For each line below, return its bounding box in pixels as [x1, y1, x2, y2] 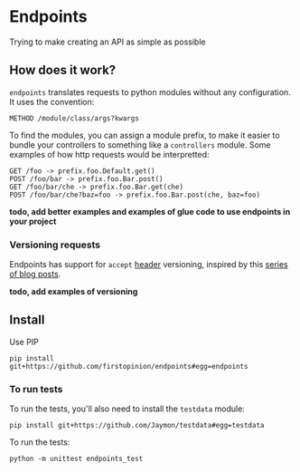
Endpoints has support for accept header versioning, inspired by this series [9, 259, 289, 270]
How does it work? [9, 63, 117, 78]
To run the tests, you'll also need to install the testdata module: [9, 403, 246, 414]
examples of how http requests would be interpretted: [9, 149, 210, 159]
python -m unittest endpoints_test [9, 455, 144, 464]
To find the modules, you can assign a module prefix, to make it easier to [9, 130, 280, 140]
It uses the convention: [9, 96, 95, 107]
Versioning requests [9, 238, 101, 251]
